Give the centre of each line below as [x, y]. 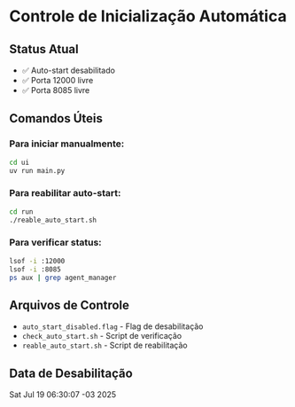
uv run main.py [37, 170]
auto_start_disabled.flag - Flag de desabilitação [113, 326]
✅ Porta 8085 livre [56, 90]
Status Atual [44, 49]
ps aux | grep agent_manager [63, 278]
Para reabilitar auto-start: [65, 193]
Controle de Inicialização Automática [148, 16]
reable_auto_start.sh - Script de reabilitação [105, 345]
